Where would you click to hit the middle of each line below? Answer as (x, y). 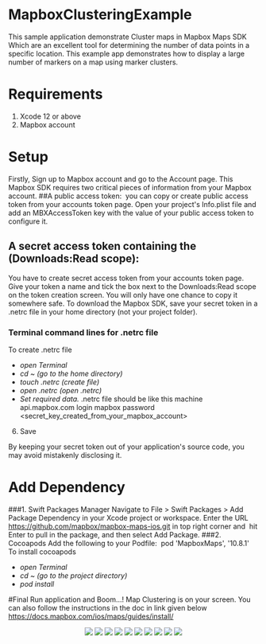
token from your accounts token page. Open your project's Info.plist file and (132, 204)
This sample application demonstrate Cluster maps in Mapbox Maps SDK (128, 37)
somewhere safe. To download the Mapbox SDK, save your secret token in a (133, 303)
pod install (37, 584)
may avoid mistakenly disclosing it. (65, 455)
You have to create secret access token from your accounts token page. (126, 278)
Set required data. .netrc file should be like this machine (111, 399)
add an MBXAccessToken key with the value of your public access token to (131, 213)
